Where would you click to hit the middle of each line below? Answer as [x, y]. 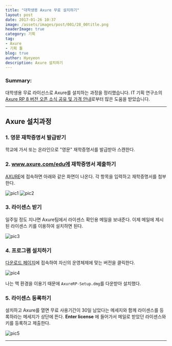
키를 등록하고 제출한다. [28, 323]
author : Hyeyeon [23, 58]
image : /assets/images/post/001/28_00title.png [57, 24]
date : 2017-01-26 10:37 [31, 20]
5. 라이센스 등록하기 [28, 298]
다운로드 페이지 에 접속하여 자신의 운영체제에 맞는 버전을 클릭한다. [70, 263]
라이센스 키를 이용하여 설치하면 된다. [47, 226]
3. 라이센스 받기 [24, 207]
